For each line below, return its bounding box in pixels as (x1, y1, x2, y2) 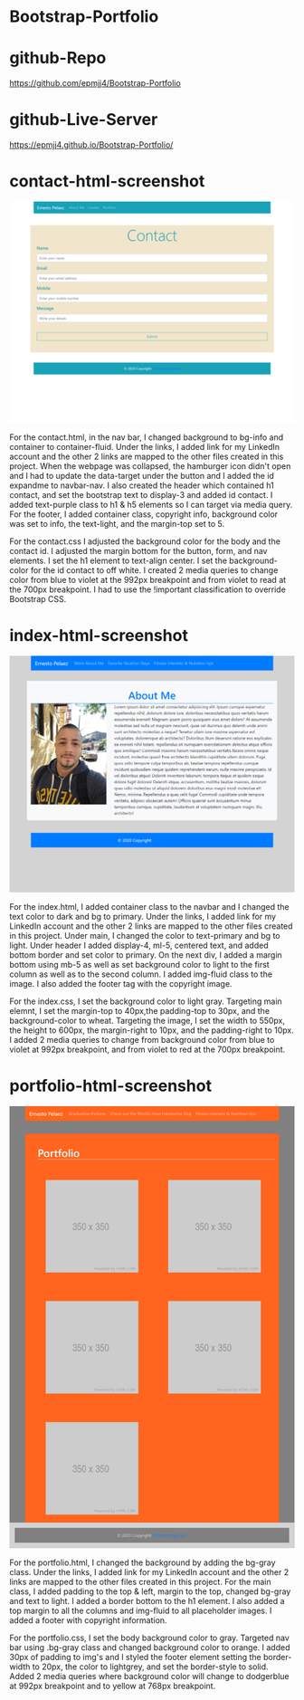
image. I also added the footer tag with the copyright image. (9, 978, 233, 988)
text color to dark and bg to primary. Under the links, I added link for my (9, 911, 277, 922)
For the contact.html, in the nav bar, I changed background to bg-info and (9, 432, 283, 443)
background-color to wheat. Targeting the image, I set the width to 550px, (9, 1015, 286, 1026)
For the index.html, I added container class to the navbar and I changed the (9, 901, 290, 912)
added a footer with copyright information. (9, 1614, 167, 1626)
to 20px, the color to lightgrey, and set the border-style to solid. (32, 1661, 269, 1672)
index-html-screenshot (9, 625, 188, 645)
